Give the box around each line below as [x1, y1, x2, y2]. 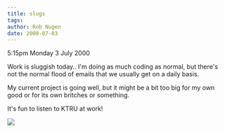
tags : [7, 17, 23, 24]
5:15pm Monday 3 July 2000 [7, 49, 90, 57]
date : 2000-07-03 [7, 29, 58, 37]
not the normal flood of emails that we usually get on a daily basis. [7, 70, 200, 78]
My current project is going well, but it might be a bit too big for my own [7, 83, 215, 92]
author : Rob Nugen [7, 23, 61, 30]
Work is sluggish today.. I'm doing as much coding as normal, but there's [7, 62, 219, 71]
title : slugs [7, 10, 46, 17]
